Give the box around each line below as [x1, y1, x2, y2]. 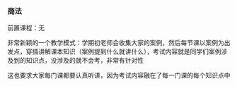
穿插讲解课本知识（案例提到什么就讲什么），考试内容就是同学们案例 [25, 47, 221, 56]
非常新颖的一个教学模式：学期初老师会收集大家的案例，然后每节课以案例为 [7, 39, 224, 47]
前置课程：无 [7, 23, 45, 32]
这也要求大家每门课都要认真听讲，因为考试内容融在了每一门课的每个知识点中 [7, 71, 231, 80]
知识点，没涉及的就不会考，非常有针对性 [25, 56, 144, 65]
